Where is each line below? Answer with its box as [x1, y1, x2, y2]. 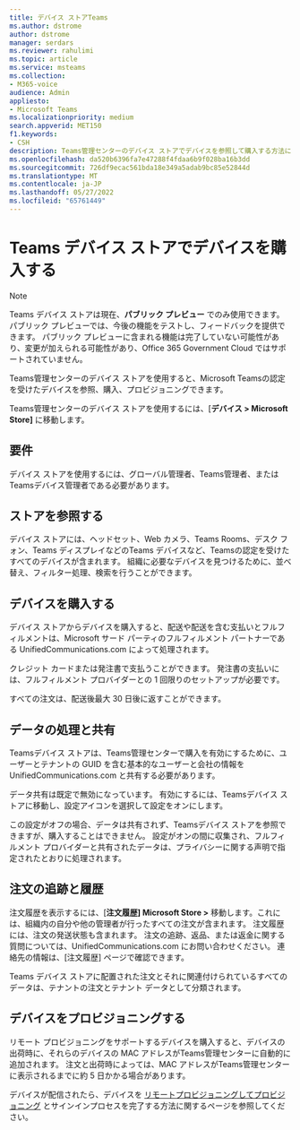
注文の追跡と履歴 [9, 882, 104, 897]
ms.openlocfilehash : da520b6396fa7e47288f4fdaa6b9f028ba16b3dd [9, 154, 251, 164]
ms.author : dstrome [9, 22, 82, 30]
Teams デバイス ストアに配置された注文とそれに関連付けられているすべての [9, 970, 288, 981]
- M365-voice [9, 80, 58, 89]
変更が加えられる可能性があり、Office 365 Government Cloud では [24, 342, 271, 353]
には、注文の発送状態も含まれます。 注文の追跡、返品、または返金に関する [9, 929, 286, 940]
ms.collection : [9, 72, 66, 81]
